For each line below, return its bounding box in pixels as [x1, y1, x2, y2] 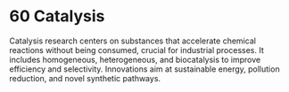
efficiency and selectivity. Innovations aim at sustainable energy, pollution [9, 64, 280, 74]
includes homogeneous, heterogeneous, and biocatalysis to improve [9, 54, 261, 65]
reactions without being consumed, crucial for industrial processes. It [9, 44, 265, 55]
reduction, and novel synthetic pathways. [9, 73, 161, 83]
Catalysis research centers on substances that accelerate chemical [9, 35, 257, 46]
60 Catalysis [9, 6, 105, 27]
